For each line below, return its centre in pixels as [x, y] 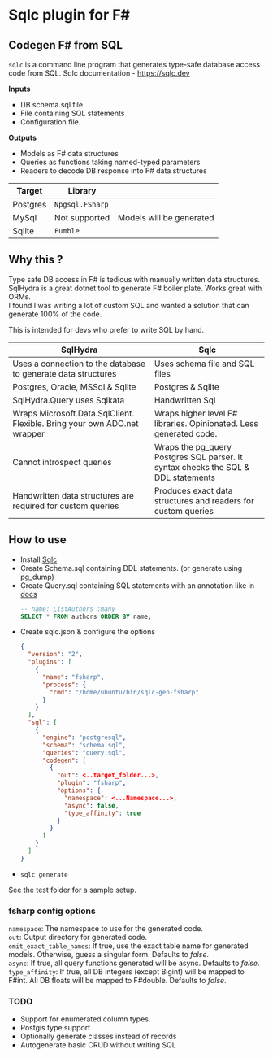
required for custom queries [66, 506]
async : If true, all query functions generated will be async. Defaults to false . [134, 963]
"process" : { [64, 685]
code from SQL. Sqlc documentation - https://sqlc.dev [99, 73]
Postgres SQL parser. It [198, 457]
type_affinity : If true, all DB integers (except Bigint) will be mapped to [127, 972]
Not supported [82, 218]
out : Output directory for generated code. [78, 938]
